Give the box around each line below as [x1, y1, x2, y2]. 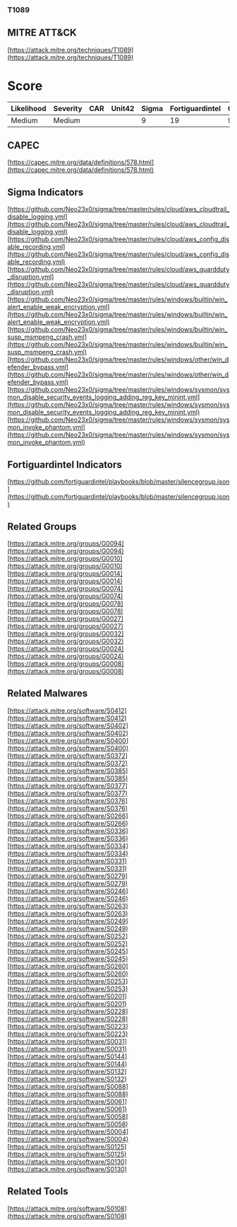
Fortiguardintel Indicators [7, 459, 122, 471]
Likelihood [11, 103, 47, 113]
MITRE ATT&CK [7, 27, 77, 39]
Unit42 [111, 103, 135, 113]
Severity [53, 103, 83, 113]
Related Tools [7, 1185, 68, 1197]
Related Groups [7, 520, 77, 532]
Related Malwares [7, 688, 88, 700]
